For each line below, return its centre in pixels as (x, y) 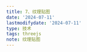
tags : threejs (24, 34)
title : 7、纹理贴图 (28, 12)
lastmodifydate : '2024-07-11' (44, 23)
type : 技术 (19, 28)
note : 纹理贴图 (23, 39)
